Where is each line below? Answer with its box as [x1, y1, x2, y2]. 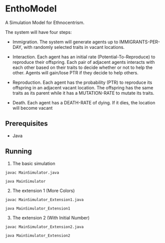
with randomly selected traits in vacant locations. [23, 44, 125, 50]
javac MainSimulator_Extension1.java [5, 197, 84, 202]
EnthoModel [5, 3, 57, 14]
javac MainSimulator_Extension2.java [5, 224, 84, 230]
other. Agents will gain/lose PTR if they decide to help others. [12, 69, 139, 75]
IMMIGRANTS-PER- [119, 38, 160, 45]
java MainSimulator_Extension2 [5, 233, 70, 238]
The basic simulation [12, 160, 55, 166]
